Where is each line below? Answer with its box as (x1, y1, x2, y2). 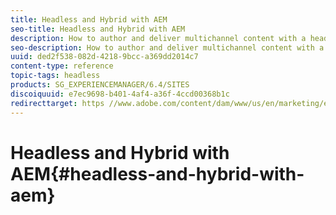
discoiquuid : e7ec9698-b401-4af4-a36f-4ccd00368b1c (10, 89, 230, 99)
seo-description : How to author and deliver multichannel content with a (10, 42, 325, 53)
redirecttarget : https (10, 98, 105, 108)
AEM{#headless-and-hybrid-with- (10, 162, 305, 185)
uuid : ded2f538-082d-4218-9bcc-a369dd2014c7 (10, 52, 199, 62)
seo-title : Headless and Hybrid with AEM (10, 24, 186, 34)
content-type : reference (10, 61, 114, 71)
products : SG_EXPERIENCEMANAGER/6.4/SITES (10, 80, 190, 90)
